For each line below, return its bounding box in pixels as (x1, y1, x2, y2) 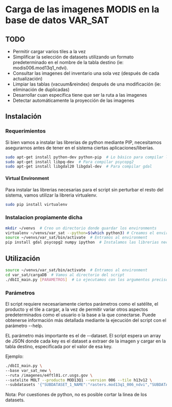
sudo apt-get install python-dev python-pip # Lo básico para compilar (5, 155, 164, 160)
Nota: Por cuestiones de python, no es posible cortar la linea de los (5, 392, 147, 398)
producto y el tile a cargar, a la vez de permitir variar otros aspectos (5, 306, 148, 312)
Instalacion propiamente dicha (5, 214, 83, 221)
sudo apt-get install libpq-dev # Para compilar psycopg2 (5, 159, 134, 164)
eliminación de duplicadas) (12, 87, 70, 93)
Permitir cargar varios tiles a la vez (12, 49, 86, 54)
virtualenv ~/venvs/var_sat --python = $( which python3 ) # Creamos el (5, 230, 155, 235)
